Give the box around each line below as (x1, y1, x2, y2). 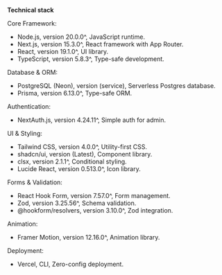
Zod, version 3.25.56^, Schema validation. (17, 199, 137, 207)
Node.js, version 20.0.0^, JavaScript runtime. (17, 33, 146, 41)
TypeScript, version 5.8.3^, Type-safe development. (17, 55, 164, 63)
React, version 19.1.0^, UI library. (17, 48, 109, 55)
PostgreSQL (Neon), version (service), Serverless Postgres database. (17, 82, 216, 89)
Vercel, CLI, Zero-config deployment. (17, 260, 123, 268)
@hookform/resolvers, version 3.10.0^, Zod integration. (17, 206, 173, 214)
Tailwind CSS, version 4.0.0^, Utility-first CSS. (17, 143, 148, 151)
